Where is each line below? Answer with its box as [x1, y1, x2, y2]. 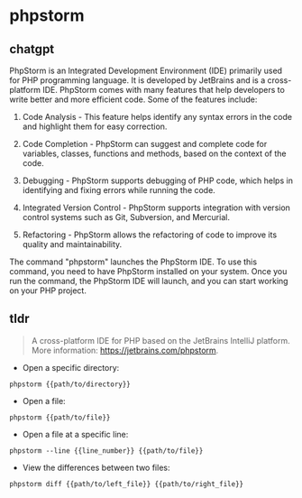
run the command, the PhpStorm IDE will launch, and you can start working [9, 276, 288, 286]
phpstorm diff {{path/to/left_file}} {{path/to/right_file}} [9, 479, 244, 488]
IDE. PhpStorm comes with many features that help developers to [41, 85, 286, 95]
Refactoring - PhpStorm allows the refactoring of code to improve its [22, 229, 278, 240]
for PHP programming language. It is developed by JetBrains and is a [9, 75, 266, 86]
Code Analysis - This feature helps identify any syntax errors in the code [22, 112, 293, 122]
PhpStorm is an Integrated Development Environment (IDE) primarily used [9, 65, 282, 76]
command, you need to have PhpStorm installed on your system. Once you [9, 266, 288, 276]
